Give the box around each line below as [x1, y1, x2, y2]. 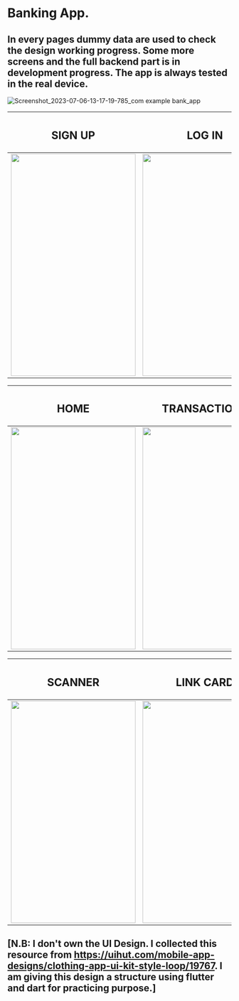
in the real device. [7, 77, 89, 90]
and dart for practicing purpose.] [7, 982, 156, 994]
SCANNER [47, 675, 100, 689]
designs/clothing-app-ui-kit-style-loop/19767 [7, 960, 216, 972]
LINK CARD [175, 675, 235, 689]
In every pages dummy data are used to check [7, 33, 216, 45]
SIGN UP [51, 128, 96, 142]
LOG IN [186, 128, 223, 142]
